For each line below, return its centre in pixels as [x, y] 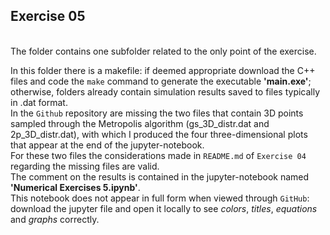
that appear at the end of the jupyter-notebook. [107, 145]
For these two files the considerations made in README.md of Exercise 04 [158, 155]
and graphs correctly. [55, 219]
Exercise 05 [48, 16]
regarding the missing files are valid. [85, 166]
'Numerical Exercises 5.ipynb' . [75, 187]
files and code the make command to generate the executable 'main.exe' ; [161, 81]
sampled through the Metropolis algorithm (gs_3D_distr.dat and [140, 123]
